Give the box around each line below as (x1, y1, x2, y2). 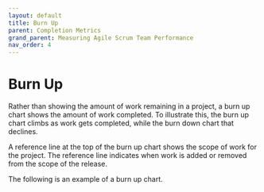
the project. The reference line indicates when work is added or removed (8, 151, 247, 160)
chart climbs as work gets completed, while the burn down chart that (8, 118, 235, 128)
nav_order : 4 (8, 41, 52, 49)
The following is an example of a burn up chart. (8, 175, 163, 184)
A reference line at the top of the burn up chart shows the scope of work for (8, 142, 257, 152)
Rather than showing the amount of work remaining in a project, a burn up (8, 102, 250, 111)
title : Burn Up (8, 19, 59, 27)
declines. (8, 127, 38, 136)
